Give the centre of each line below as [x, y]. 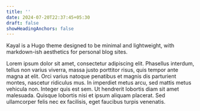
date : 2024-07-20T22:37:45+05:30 [48, 17]
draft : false [23, 23]
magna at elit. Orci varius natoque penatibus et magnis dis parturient [91, 76]
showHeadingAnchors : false [40, 28]
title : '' [19, 12]
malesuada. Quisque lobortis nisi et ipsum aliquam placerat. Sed [86, 95]
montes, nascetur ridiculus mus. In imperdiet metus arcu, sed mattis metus [99, 83]
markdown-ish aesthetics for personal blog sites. [67, 52]
